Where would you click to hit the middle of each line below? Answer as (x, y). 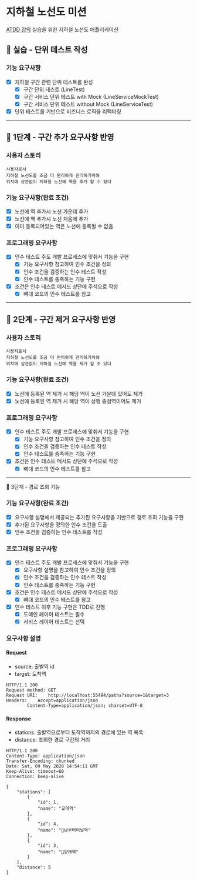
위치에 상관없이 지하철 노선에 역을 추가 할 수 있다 (59, 182)
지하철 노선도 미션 (46, 12)
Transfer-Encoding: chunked (40, 761)
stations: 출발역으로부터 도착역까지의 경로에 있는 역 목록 (79, 732)
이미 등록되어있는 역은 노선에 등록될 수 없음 (64, 226)
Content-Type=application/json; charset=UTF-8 (85, 706)
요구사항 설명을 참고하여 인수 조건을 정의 (69, 570)
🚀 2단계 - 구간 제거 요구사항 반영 (61, 320)
